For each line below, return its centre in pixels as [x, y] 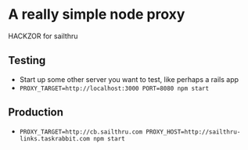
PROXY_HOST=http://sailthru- [193, 132]
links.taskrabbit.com [54, 138]
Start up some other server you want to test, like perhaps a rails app [129, 79]
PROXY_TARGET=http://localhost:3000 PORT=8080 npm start [114, 88]
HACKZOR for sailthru [43, 36]
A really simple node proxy [97, 14]
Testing [27, 61]
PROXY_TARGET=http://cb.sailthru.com [81, 132]
